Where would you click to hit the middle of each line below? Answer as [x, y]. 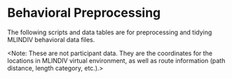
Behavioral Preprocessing [84, 13]
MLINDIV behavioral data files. [51, 39]
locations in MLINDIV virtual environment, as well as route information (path [116, 60]
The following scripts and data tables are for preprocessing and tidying [110, 32]
